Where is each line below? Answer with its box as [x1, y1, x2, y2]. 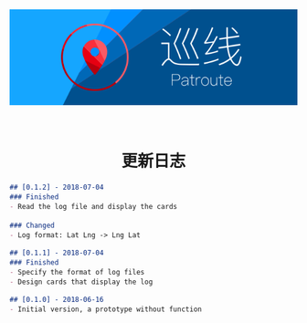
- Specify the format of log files [9, 267, 145, 276]
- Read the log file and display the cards [9, 202, 178, 211]
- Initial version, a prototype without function [9, 305, 203, 314]
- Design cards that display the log [9, 277, 153, 287]
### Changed [9, 221, 55, 231]
